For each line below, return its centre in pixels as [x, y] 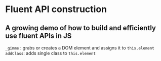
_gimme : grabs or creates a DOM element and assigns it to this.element [80, 48]
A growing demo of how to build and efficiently [80, 28]
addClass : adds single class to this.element [51, 53]
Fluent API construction [56, 9]
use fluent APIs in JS [38, 36]
